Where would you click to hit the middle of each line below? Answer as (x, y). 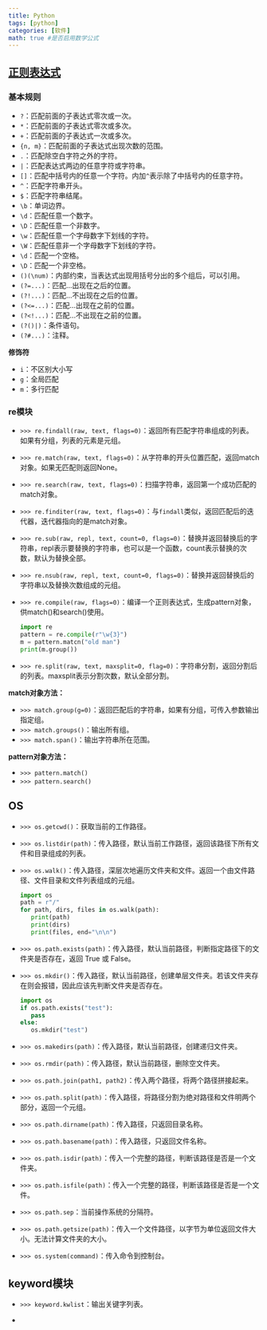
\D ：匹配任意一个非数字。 (62, 225)
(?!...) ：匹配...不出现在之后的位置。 (81, 295)
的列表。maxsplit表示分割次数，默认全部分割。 (96, 676)
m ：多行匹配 (39, 389)
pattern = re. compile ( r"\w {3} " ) (73, 635)
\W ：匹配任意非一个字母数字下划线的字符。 (90, 245)
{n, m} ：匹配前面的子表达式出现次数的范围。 (93, 145)
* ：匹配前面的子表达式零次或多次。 (77, 125)
